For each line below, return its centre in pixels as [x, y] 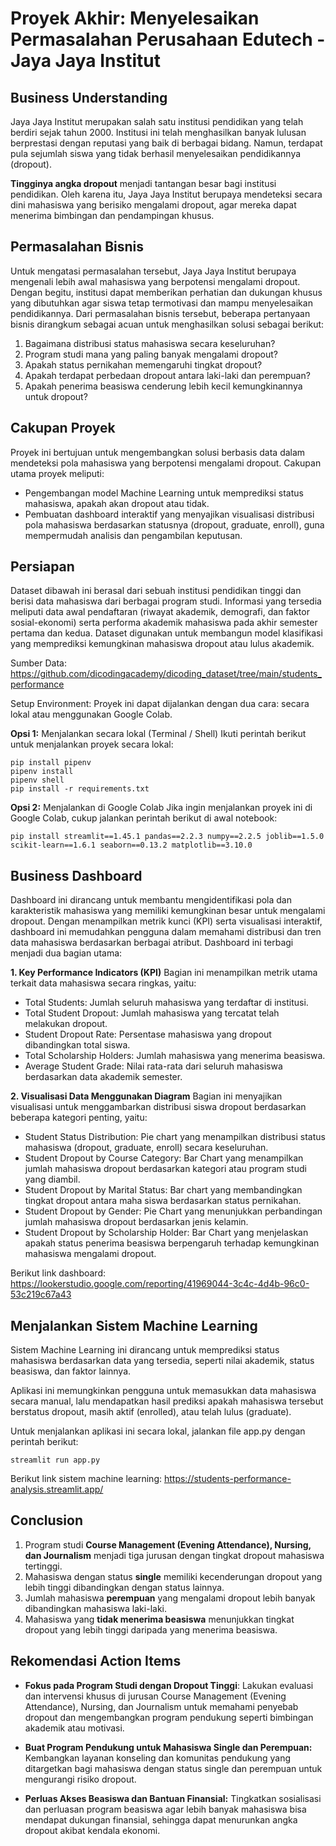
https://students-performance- [227, 1479]
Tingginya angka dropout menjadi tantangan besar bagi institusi [143, 183]
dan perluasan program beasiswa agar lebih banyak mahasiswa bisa [165, 1809]
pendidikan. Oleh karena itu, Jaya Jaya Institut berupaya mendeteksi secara [166, 194]
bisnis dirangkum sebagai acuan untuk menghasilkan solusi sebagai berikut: [167, 324]
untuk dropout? [56, 396]
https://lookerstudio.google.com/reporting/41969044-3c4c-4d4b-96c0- [160, 1284]
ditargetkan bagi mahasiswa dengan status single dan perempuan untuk [173, 1768]
